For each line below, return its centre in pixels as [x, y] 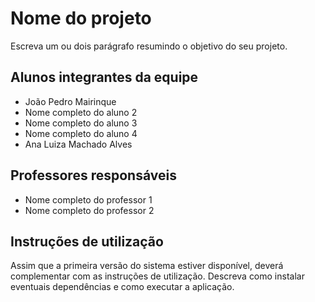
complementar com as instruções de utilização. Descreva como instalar [157, 276]
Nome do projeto [81, 18]
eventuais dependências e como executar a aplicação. [122, 287]
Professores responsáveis [93, 175]
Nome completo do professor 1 [88, 199]
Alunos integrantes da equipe [104, 77]
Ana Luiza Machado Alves [78, 144]
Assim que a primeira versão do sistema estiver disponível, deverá [147, 266]
